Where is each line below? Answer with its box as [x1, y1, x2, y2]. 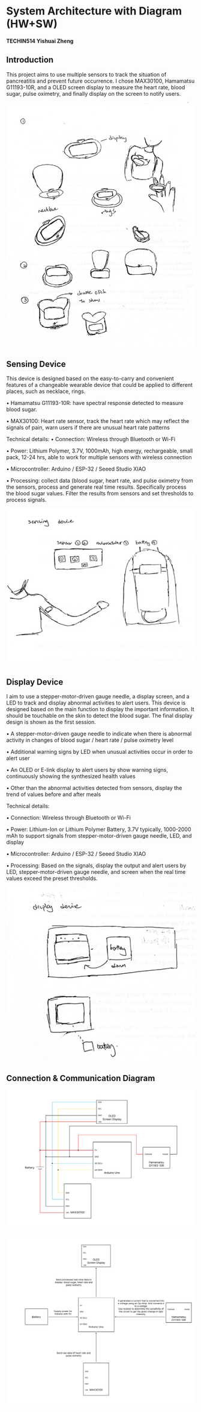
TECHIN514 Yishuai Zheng [6, 37, 74, 45]
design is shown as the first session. [6, 718, 96, 726]
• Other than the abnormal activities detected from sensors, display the [6, 784, 182, 791]
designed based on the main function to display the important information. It [6, 705, 194, 712]
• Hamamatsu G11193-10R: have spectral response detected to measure [6, 400, 184, 407]
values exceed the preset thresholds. [6, 874, 98, 882]
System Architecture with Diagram [6, 4, 182, 18]
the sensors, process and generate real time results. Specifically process [6, 483, 187, 491]
